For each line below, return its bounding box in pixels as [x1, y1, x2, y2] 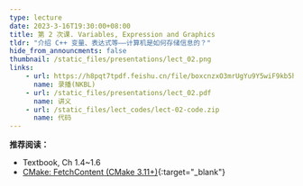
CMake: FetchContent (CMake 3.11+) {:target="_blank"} [22, 167, 225, 178]
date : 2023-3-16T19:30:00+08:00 [9, 22, 131, 31]
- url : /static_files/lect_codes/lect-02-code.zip [25, 105, 220, 114]
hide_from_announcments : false [9, 47, 127, 56]
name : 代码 [32, 113, 72, 122]
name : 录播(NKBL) [32, 80, 96, 89]
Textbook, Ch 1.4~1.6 [22, 157, 101, 168]
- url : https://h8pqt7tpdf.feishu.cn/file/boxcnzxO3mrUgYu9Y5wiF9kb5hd [25, 72, 300, 81]
